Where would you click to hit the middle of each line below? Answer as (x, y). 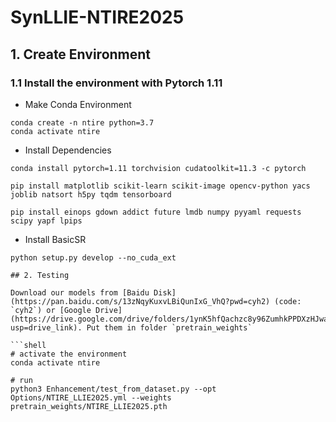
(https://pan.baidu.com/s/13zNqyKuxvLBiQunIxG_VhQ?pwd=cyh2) (140, 301)
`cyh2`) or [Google (51, 310)
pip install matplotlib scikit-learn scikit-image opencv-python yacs (160, 186)
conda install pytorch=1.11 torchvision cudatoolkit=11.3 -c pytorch (158, 168)
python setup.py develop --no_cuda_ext (93, 257)
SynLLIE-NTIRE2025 (97, 17)
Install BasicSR (55, 239)
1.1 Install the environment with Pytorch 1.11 (116, 83)
